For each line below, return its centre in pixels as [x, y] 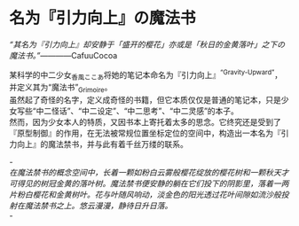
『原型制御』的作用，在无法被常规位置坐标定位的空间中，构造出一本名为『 [145, 133]
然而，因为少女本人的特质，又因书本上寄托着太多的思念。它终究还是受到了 [145, 122]
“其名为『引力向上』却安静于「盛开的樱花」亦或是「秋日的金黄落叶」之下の [147, 44]
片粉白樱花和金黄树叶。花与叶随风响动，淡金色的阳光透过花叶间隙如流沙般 [145, 195]
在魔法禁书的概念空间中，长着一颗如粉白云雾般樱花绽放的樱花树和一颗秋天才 [149, 173]
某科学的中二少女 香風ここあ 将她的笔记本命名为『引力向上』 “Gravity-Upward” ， [146, 75]
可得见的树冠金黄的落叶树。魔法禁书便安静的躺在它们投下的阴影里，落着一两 [149, 183]
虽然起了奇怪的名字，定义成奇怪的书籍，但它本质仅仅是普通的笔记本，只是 [145, 100]
